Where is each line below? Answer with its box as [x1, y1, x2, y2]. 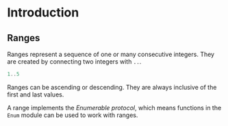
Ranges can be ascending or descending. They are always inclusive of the [7, 83, 217, 91]
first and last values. [7, 90, 64, 99]
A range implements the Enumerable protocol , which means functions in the [7, 103, 222, 112]
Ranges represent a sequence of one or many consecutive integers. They [7, 50, 214, 58]
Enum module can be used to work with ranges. [7, 111, 138, 119]
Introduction [7, 5, 79, 21]
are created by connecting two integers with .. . [7, 58, 142, 66]
